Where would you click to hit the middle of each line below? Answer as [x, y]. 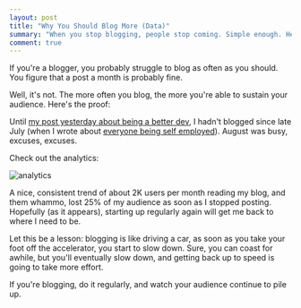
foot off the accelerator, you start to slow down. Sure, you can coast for [141, 248]
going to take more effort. [56, 267]
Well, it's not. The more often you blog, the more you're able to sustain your [149, 95]
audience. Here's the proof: [60, 105]
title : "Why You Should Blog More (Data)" [90, 26]
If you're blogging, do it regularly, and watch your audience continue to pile [148, 285]
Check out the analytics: [54, 158]
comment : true [36, 43]
